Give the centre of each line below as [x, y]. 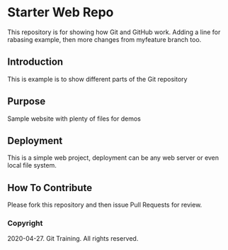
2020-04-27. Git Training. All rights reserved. [73, 239]
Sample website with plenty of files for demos [74, 119]
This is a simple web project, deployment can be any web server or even [113, 158]
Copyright [25, 223]
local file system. [32, 165]
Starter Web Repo [61, 12]
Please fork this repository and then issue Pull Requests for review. [105, 205]
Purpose [27, 101]
